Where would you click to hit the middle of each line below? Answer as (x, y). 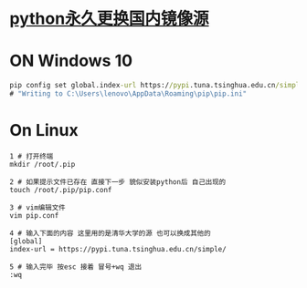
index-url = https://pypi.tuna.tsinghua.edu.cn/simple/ (118, 249)
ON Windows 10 (71, 61)
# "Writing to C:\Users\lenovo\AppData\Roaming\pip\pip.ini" (128, 94)
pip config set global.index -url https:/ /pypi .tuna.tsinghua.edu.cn (143, 86)
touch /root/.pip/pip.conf (61, 190)
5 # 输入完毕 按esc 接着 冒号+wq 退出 (76, 267)
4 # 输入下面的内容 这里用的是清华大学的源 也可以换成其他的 (111, 233)
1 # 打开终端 (32, 156)
